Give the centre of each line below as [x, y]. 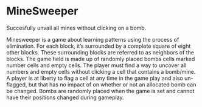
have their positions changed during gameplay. [65, 97]
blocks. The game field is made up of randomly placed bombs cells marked [101, 59]
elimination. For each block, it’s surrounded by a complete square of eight [99, 46]
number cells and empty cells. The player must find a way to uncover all [96, 65]
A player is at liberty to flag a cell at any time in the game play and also [95, 78]
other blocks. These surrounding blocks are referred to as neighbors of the [100, 52]
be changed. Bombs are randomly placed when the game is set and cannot [100, 91]
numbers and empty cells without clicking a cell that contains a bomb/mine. [101, 71]
